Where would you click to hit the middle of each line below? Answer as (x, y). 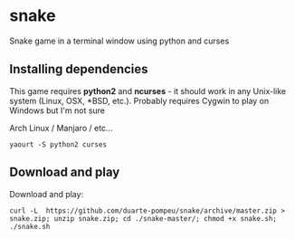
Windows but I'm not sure (57, 110)
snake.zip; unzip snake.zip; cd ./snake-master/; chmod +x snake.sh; (143, 218)
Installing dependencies (79, 69)
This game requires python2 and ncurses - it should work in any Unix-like (148, 91)
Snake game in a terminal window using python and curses (119, 41)
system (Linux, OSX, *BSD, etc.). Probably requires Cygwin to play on (139, 100)
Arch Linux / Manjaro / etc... (61, 128)
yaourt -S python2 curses (58, 144)
